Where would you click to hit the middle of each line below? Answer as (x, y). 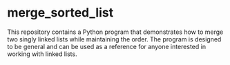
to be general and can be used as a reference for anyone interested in (106, 46)
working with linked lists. (42, 54)
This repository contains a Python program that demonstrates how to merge (115, 32)
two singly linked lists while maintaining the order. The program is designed (114, 39)
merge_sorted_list (60, 13)
